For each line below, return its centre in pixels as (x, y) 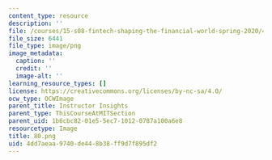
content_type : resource (49, 16)
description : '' (36, 23)
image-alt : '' (39, 76)
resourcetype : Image (43, 128)
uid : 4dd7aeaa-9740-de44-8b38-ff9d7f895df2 (83, 143)
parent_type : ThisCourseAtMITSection (72, 114)
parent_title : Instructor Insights (68, 106)
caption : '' (36, 61)
